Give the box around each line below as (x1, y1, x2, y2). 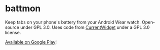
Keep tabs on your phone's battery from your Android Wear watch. (5, 19, 141, 25)
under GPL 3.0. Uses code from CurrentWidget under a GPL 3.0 (20, 24, 150, 30)
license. (5, 29, 21, 35)
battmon (5, 3, 41, 14)
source (5, 24, 20, 30)
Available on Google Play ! (5, 39, 57, 45)
